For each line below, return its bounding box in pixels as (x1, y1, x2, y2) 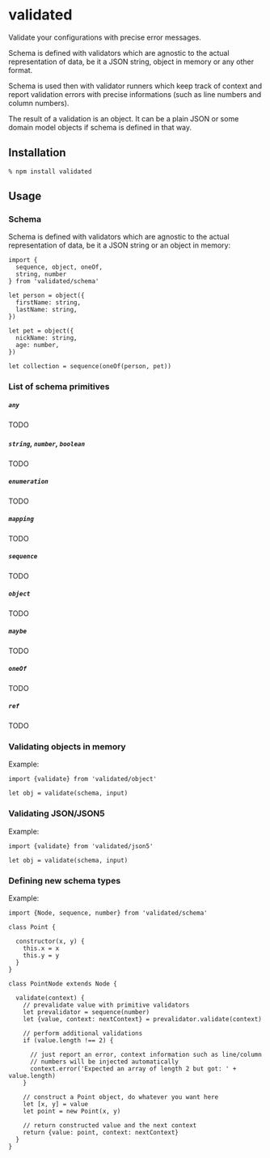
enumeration (8, 477, 49, 486)
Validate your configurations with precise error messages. (8, 32, 202, 42)
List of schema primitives (8, 381, 110, 392)
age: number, (15, 341, 60, 350)
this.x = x (23, 944, 60, 952)
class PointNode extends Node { (8, 979, 117, 988)
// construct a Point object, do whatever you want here (23, 1092, 219, 1101)
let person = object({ (8, 291, 85, 300)
